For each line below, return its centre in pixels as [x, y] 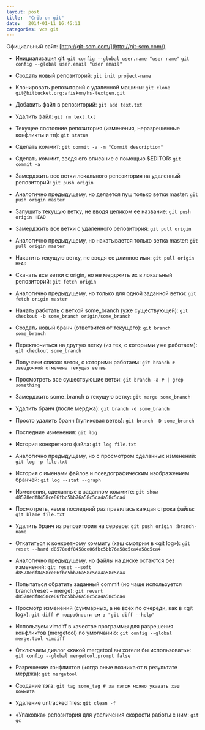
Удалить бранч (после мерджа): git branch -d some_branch [92, 408]
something [28, 386]
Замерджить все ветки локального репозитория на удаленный [98, 176]
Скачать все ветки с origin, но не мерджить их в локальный [94, 275]
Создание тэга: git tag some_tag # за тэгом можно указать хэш [97, 686]
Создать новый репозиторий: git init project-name [83, 76]
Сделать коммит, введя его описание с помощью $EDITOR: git [98, 159]
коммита [25, 692]
